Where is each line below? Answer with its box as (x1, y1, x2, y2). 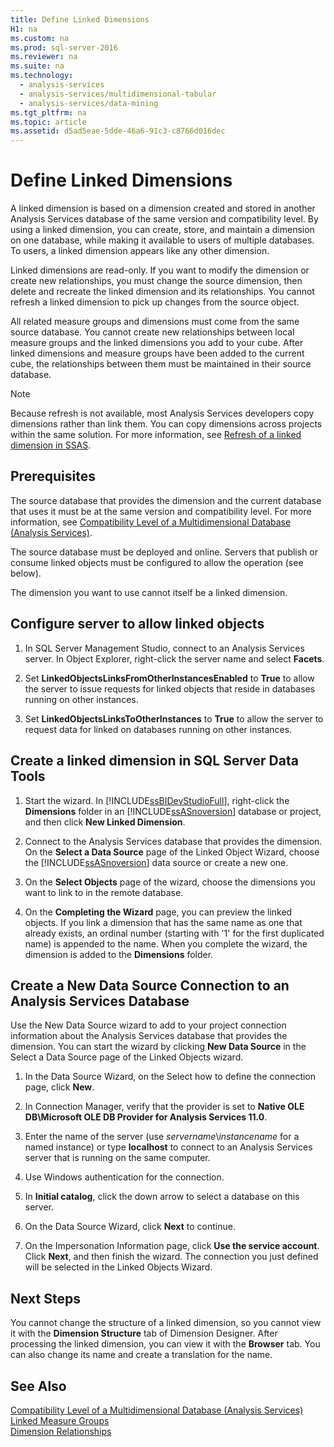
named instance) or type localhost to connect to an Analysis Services (24, 1141, 313, 1153)
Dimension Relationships (10, 1425, 112, 1437)
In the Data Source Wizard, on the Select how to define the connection (24, 1071, 317, 1083)
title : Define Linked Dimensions (10, 14, 150, 25)
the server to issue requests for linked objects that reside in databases (24, 682, 316, 695)
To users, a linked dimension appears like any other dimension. (10, 245, 270, 257)
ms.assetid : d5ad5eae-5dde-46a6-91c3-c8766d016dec (10, 126, 226, 136)
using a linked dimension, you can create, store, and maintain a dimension (10, 224, 315, 236)
